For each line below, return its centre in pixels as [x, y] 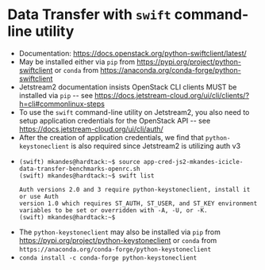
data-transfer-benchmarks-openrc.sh [79, 169]
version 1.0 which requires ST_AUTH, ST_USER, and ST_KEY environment [138, 203]
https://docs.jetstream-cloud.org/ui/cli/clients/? [172, 95]
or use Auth [38, 196]
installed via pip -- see [56, 95]
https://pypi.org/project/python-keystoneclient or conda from [118, 240]
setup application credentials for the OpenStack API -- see [115, 120]
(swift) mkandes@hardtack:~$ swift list [86, 176]
